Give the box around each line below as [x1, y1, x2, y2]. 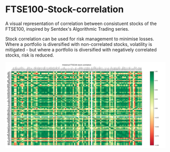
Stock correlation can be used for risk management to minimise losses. [5, 36, 154, 42]
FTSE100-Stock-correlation [5, 4, 124, 15]
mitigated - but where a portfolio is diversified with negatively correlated [5, 46, 157, 53]
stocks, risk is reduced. [5, 52, 54, 58]
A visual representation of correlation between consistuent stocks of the [5, 20, 157, 27]
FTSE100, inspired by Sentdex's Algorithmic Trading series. [5, 26, 130, 32]
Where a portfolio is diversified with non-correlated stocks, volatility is [5, 41, 153, 47]
